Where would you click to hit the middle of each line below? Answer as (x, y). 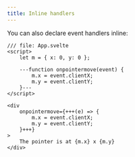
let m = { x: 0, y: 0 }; (55, 58)
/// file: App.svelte (38, 45)
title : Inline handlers (41, 13)
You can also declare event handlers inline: (67, 33)
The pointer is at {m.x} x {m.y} (67, 141)
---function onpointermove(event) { (72, 69)
